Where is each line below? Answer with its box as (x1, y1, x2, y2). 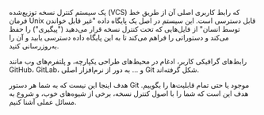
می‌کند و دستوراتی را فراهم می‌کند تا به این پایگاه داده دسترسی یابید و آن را (9, 33, 229, 42)
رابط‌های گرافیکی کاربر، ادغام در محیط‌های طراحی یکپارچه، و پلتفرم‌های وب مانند (9, 56, 247, 66)
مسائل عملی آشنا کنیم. (9, 98, 77, 106)
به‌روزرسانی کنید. (9, 41, 59, 51)
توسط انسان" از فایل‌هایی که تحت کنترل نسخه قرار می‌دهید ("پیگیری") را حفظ (9, 25, 240, 33)
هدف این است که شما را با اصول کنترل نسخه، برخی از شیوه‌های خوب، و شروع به (9, 89, 249, 98)
